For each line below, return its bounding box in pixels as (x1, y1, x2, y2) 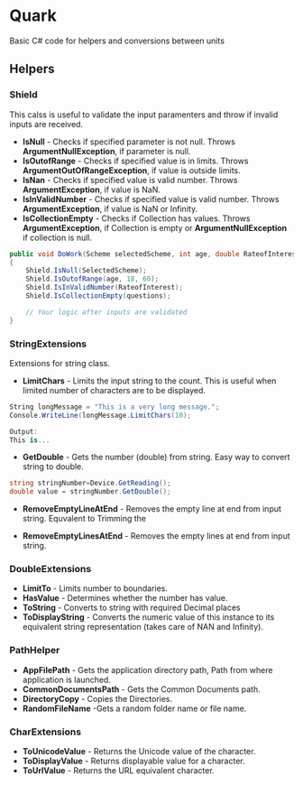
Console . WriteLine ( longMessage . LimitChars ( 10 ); (9, 411, 192, 420)
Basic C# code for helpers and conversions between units (9, 35, 225, 46)
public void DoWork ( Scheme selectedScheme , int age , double (9, 249, 241, 258)
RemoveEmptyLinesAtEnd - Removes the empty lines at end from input (22, 531, 290, 541)
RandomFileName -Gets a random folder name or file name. (22, 703, 247, 714)
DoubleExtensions (9, 563, 92, 576)
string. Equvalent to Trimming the (22, 513, 147, 524)
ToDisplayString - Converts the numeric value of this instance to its (22, 612, 275, 623)
